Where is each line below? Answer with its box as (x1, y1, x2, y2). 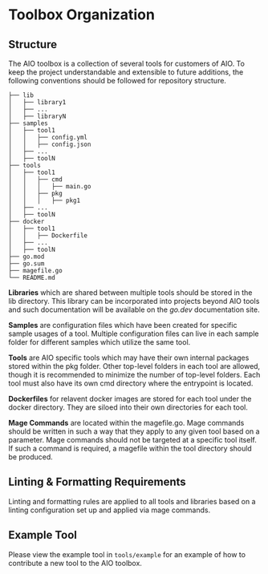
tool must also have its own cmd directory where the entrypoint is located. (8, 378, 254, 388)
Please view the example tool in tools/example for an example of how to (8, 549, 246, 559)
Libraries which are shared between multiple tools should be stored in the (8, 288, 253, 297)
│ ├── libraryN (8, 112, 67, 120)
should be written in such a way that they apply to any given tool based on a (8, 426, 260, 436)
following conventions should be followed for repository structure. (8, 76, 227, 85)
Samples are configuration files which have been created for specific (8, 321, 238, 329)
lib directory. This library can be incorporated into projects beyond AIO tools (8, 297, 260, 305)
